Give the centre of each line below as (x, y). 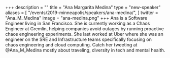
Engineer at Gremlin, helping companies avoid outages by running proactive (84, 29)
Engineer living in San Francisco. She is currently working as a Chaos (78, 23)
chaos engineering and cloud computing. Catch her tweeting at (71, 45)
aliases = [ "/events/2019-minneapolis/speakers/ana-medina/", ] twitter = (82, 13)
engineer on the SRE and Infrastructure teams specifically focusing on (79, 39)
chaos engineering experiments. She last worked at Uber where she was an (84, 34)
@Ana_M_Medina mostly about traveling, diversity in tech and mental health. (85, 50)
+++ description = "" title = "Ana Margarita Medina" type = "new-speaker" (83, 7)
